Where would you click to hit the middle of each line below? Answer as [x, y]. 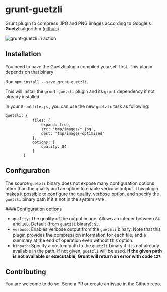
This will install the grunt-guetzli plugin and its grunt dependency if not [80, 91]
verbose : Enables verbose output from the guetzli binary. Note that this [87, 229]
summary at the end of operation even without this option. [73, 240]
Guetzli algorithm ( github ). [33, 28]
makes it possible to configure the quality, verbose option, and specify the [82, 194]
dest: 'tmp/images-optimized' [73, 133]
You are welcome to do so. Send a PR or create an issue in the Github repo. [83, 284]
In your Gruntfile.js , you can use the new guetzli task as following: [77, 106]
